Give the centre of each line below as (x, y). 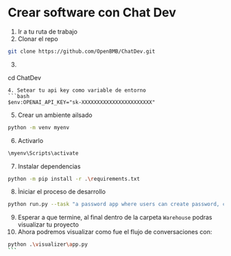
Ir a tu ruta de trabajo (48, 31)
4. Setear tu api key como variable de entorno (77, 90)
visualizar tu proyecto (48, 225)
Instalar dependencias (49, 166)
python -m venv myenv (39, 127)
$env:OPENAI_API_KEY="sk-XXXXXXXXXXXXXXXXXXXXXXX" (82, 102)
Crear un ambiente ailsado (55, 115)
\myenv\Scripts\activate (43, 153)
